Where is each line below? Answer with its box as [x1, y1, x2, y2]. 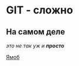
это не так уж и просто [6, 42, 64, 49]
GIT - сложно [6, 4, 73, 17]
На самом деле [6, 27, 66, 37]
